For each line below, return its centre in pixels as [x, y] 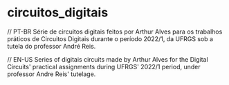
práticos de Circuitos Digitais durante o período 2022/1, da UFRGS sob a [110, 38]
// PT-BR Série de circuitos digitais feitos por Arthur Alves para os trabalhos [115, 32]
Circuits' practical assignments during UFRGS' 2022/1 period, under [104, 66]
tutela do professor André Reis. [52, 46]
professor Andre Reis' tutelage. [52, 74]
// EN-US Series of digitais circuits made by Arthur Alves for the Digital [108, 59]
